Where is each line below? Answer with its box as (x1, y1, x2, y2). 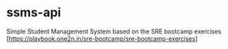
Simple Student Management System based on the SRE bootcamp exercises (6, 27, 222, 35)
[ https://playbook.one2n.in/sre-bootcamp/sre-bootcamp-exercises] (6, 34, 198, 42)
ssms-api (6, 5, 62, 20)
